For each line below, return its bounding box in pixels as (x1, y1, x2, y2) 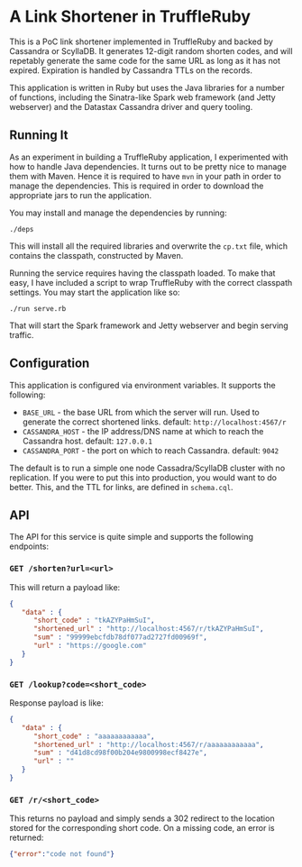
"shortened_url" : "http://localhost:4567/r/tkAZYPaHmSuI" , (32, 625, 264, 634)
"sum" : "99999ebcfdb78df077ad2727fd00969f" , (32, 633, 207, 642)
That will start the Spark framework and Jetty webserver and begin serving (9, 320, 288, 331)
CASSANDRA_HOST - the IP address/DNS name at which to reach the (22, 425, 264, 436)
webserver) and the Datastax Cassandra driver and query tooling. (9, 101, 253, 112)
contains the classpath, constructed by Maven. (9, 250, 184, 260)
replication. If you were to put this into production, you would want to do (9, 471, 278, 483)
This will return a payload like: (9, 581, 121, 592)
